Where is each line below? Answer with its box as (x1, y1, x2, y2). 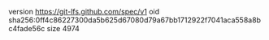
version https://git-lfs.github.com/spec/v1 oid (8, 7, 160, 16)
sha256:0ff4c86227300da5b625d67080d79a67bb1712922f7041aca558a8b (8, 15, 262, 25)
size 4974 (46, 24, 80, 33)
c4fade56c (8, 24, 46, 33)
